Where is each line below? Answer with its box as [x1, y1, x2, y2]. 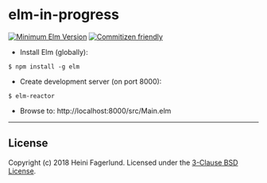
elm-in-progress [8, 6, 120, 24]
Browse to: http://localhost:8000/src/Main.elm [19, 106, 172, 115]
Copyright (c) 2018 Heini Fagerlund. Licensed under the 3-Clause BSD [8, 158, 238, 167]
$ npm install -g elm [8, 62, 80, 71]
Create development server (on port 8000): [19, 76, 162, 86]
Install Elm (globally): [19, 47, 89, 56]
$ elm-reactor [8, 91, 56, 100]
